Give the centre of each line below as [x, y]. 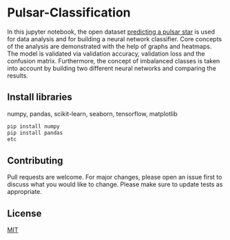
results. [18, 75]
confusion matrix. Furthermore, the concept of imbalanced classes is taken [114, 61]
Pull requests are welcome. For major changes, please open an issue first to [115, 177]
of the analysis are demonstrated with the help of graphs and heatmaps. [109, 46]
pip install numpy [33, 126]
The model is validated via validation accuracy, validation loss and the [106, 54]
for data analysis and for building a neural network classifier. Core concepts [115, 39]
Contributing [35, 161]
